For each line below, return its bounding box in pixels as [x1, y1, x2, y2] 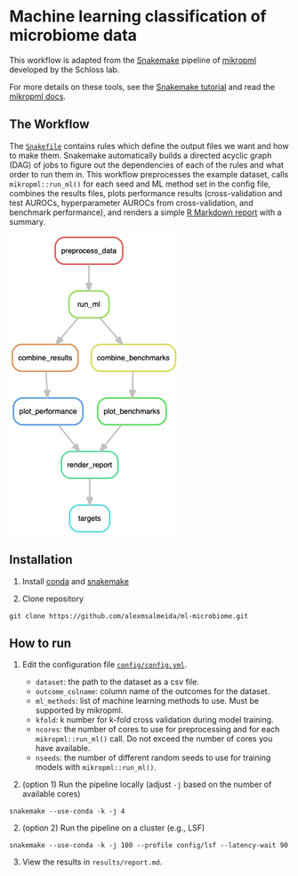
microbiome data [9, 25, 138, 45]
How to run [9, 635, 72, 650]
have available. [35, 743, 91, 754]
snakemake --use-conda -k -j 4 [9, 807, 125, 816]
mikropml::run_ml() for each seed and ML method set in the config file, [9, 178, 271, 189]
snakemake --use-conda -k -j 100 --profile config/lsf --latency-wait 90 [9, 841, 289, 850]
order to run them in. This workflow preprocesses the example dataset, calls [9, 169, 289, 179]
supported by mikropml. [35, 705, 124, 715]
